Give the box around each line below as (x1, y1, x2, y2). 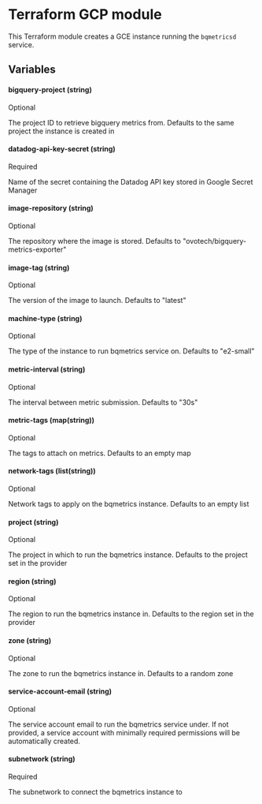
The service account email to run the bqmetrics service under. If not (8, 720, 230, 729)
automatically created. (8, 736, 81, 746)
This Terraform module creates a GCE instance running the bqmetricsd (8, 32, 237, 41)
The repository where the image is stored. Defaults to (8, 236, 181, 245)
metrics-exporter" (8, 245, 67, 254)
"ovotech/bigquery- (182, 236, 247, 245)
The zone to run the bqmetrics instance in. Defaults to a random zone (8, 668, 234, 678)
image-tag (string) (8, 263, 70, 272)
